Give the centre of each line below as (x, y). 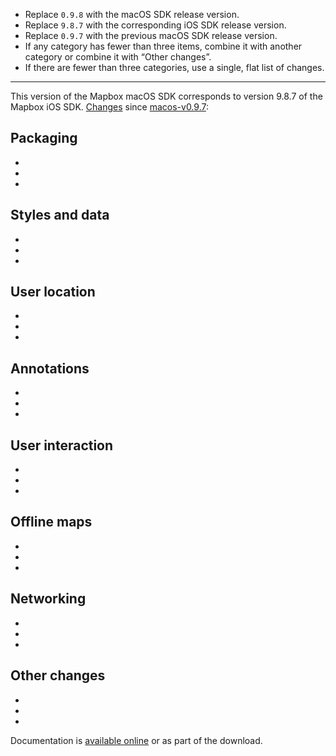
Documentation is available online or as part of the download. (136, 740)
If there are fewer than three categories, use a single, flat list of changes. (174, 67)
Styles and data (60, 215)
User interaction (62, 445)
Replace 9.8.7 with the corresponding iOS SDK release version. (155, 25)
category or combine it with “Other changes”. (118, 57)
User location (53, 292)
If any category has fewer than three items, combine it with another (163, 46)
